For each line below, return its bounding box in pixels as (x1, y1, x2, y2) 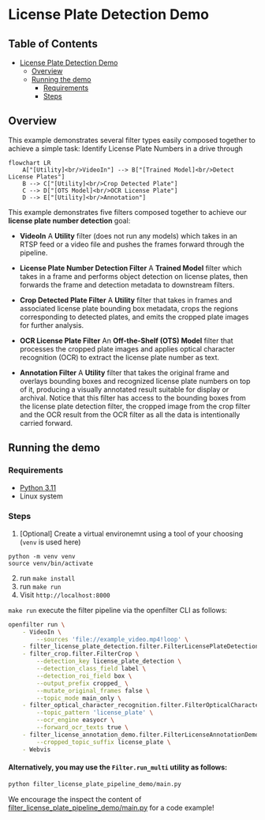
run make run (19, 581, 62, 591)
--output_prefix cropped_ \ (36, 679, 129, 687)
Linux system (19, 491, 63, 501)
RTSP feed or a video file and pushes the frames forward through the (19, 239, 244, 249)
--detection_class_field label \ (36, 665, 147, 673)
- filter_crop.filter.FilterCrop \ (22, 650, 140, 658)
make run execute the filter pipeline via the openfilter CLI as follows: (8, 605, 227, 615)
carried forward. (19, 418, 73, 427)
